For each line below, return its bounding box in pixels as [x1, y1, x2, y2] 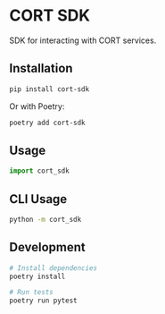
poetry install [9, 272, 66, 281]
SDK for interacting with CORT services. [9, 35, 157, 46]
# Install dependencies [9, 263, 98, 273]
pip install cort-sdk [9, 84, 90, 94]
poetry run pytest [9, 296, 78, 305]
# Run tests [9, 288, 54, 297]
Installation [9, 61, 73, 76]
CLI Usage [9, 191, 68, 207]
